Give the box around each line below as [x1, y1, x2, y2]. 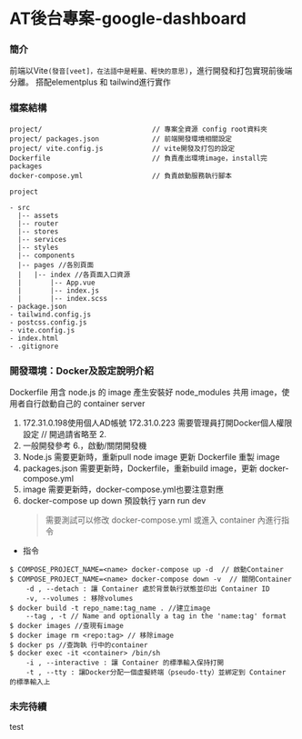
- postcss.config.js [9, 317, 88, 327]
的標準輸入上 [9, 678, 51, 687]
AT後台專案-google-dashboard [9, 8, 247, 29]
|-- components [17, 251, 75, 260]
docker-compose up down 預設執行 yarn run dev [22, 495, 206, 506]
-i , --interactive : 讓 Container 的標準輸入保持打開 [25, 658, 225, 668]
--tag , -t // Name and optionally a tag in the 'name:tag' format [25, 612, 287, 621]
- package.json [9, 302, 67, 311]
